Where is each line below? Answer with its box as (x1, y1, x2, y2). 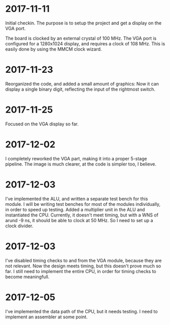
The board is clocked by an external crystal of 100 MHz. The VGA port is (5, 35, 157, 41)
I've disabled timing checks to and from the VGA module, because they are (5, 257, 162, 263)
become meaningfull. (5, 274, 50, 280)
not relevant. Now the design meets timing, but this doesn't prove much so (5, 263, 161, 269)
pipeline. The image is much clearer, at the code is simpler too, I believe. (5, 161, 156, 167)
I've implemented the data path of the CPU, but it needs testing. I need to (5, 308, 158, 314)
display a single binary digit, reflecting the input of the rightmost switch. (5, 86, 156, 92)
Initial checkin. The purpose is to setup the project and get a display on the (5, 20, 162, 26)
